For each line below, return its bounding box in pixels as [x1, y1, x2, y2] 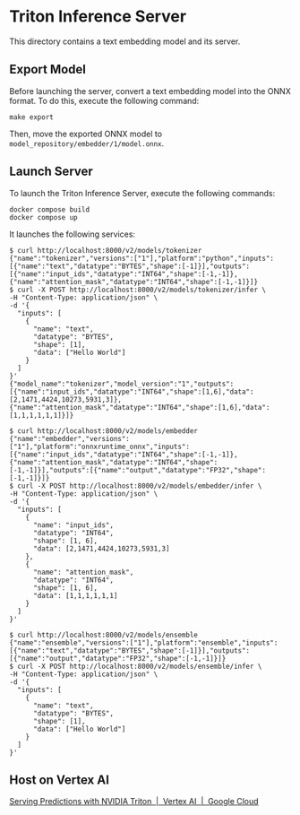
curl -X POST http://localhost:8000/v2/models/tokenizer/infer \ [17, 285, 267, 294]
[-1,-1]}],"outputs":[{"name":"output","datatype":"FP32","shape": [9, 465, 267, 474]
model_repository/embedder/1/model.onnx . [9, 137, 165, 149]
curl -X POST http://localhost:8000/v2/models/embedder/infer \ [17, 481, 262, 490]
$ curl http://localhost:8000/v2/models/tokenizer [9, 246, 202, 255]
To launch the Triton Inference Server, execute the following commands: [9, 187, 276, 198]
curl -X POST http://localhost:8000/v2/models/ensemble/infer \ [17, 662, 262, 671]
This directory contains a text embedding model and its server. [9, 36, 241, 47]
